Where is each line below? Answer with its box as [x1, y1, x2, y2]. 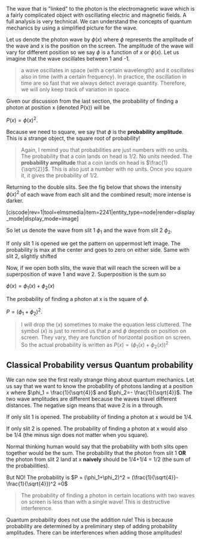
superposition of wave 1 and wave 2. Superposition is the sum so [6, 270, 166, 278]
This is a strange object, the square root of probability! [6, 135, 141, 142]
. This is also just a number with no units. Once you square [48, 165, 193, 172]
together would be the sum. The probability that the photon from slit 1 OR [6, 449, 187, 456]
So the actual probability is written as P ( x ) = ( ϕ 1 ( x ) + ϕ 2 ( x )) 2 [20, 340, 169, 350]
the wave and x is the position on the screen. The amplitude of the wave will [6, 42, 193, 49]
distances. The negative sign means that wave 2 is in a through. [6, 401, 163, 409]
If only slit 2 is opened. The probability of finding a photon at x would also [6, 425, 188, 432]
